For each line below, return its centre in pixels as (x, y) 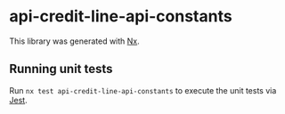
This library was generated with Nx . (74, 41)
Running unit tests (61, 69)
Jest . (19, 100)
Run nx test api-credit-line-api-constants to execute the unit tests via (143, 90)
